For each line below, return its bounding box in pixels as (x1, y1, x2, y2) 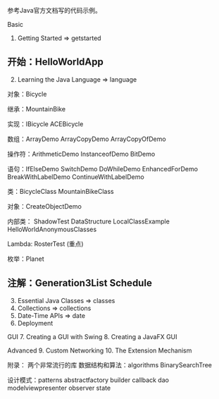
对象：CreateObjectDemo (7, 202, 82, 210)
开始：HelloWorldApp (7, 56, 104, 68)
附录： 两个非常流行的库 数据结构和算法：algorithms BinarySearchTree (7, 360, 213, 369)
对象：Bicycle (7, 90, 47, 98)
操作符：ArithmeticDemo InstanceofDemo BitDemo (7, 149, 156, 158)
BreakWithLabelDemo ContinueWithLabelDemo (7, 172, 144, 181)
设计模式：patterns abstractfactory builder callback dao (7, 376, 169, 384)
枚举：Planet (7, 254, 44, 263)
